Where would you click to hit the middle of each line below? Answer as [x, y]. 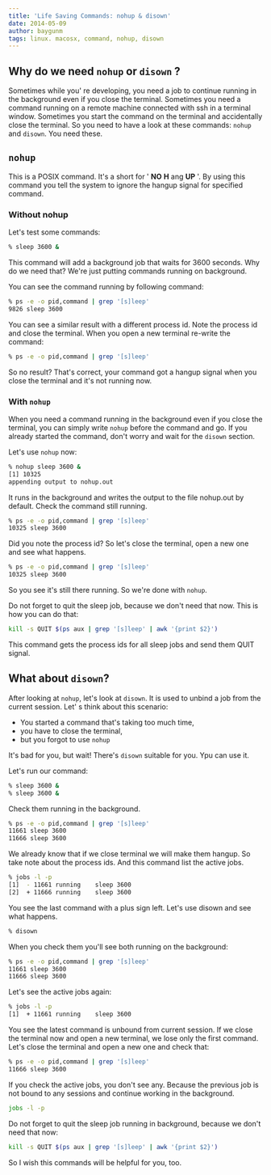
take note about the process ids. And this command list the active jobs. [126, 863]
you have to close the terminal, [71, 731]
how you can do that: [44, 615]
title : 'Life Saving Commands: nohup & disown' [90, 16]
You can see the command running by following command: [106, 287]
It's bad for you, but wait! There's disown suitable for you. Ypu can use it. [129, 755]
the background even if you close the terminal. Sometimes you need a [125, 99]
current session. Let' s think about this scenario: [88, 706]
